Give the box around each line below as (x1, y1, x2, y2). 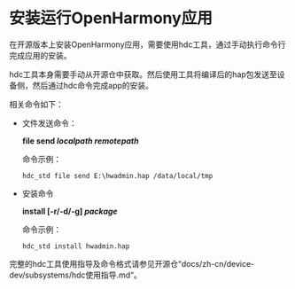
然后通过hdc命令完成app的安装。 (32, 80, 153, 90)
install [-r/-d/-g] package (21, 206, 118, 216)
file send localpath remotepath (21, 135, 139, 146)
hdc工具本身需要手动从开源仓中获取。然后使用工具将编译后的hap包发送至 (9, 68, 277, 80)
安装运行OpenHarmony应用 (9, 8, 213, 28)
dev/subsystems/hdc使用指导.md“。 (9, 269, 142, 280)
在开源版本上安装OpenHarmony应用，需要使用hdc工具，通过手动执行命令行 (9, 39, 286, 50)
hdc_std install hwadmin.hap (21, 241, 130, 251)
